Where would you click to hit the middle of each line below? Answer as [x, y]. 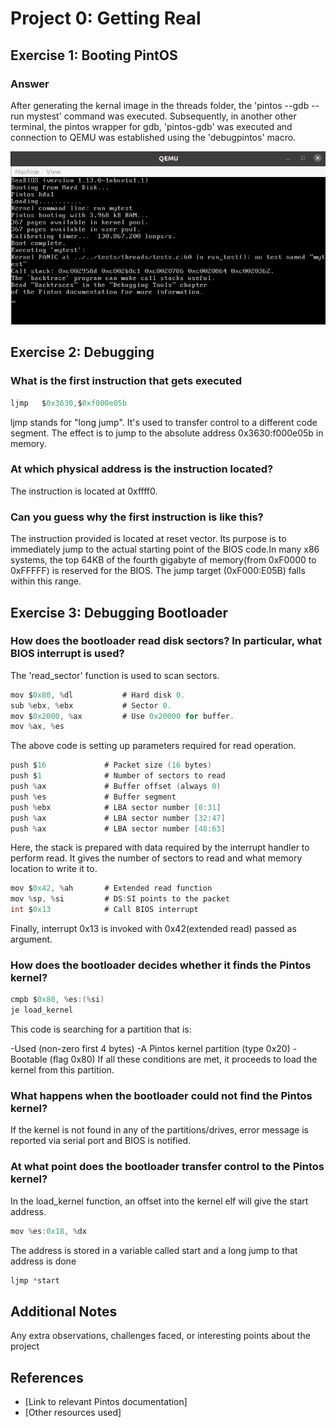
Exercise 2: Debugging [82, 352]
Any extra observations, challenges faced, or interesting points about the [160, 1336]
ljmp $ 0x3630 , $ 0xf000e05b [69, 403]
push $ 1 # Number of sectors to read [118, 776]
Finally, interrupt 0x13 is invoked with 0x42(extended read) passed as [153, 929]
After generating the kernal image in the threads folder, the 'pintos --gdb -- [165, 105]
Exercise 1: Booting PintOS [94, 55]
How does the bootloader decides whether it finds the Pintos [161, 965]
